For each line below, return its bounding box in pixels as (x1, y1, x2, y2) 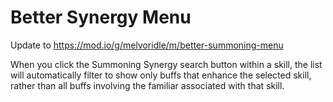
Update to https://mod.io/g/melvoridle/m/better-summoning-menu (10, 39, 284, 51)
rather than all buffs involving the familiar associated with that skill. (10, 79, 285, 91)
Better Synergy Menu (10, 6, 192, 29)
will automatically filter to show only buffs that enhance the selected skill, (10, 69, 312, 81)
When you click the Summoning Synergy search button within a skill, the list (10, 58, 323, 70)
